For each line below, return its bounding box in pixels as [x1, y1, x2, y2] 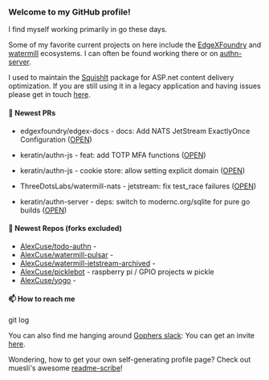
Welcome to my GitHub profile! [8, 6, 131, 18]
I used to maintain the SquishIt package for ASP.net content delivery [8, 73, 234, 83]
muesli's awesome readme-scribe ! [8, 363, 123, 373]
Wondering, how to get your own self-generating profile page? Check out [8, 354, 251, 364]
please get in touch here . [8, 90, 91, 99]
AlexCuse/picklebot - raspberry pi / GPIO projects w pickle [19, 267, 214, 277]
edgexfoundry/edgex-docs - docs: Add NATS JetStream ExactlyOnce [19, 126, 251, 135]
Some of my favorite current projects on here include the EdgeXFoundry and [8, 40, 262, 50]
